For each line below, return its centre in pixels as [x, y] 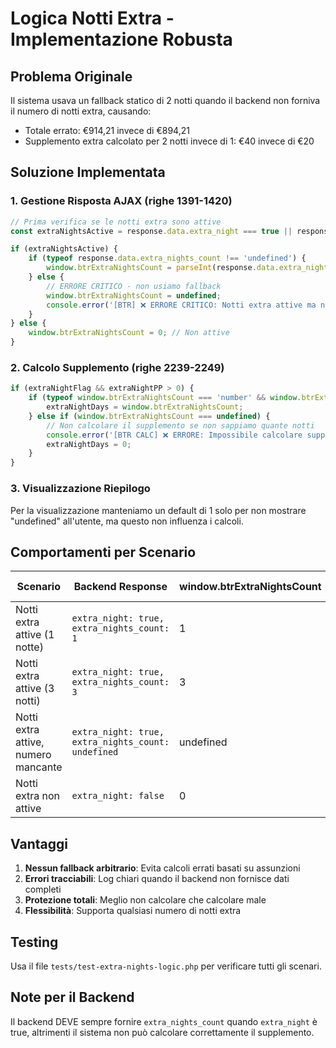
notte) [29, 647]
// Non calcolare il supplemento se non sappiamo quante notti [180, 425]
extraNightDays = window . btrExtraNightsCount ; [145, 407]
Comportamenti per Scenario [103, 552]
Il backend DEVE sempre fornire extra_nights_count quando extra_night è [164, 1021]
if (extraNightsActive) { [64, 249]
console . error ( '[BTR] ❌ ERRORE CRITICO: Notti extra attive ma [181, 305]
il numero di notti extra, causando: [81, 111]
